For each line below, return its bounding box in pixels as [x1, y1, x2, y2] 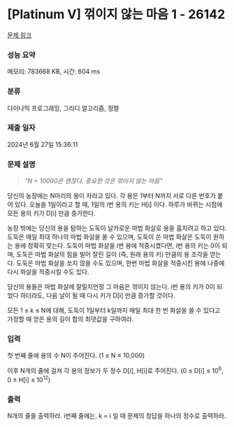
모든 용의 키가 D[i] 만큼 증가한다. [7, 209, 96, 218]
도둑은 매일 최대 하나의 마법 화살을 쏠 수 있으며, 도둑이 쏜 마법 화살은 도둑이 [7, 232, 212, 241]
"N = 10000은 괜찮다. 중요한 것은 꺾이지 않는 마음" [24, 176, 163, 185]
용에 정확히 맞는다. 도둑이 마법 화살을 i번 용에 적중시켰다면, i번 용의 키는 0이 [14, 241, 221, 250]
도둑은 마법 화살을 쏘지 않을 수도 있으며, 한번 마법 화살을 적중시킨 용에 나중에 [16, 259, 225, 267]
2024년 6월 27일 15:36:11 [7, 140, 78, 148]
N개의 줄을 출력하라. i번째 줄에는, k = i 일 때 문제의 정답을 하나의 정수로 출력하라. [7, 412, 226, 420]
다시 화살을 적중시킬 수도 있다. [7, 267, 89, 276]
